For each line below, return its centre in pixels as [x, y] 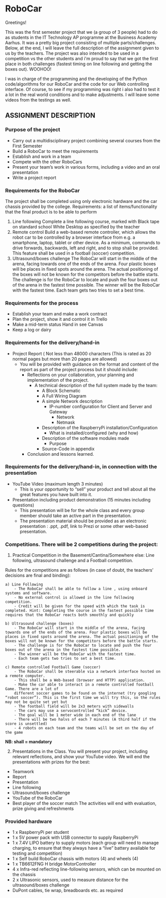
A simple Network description [72, 401]
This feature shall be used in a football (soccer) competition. [74, 253]
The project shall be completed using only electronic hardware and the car [81, 201]
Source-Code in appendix [68, 449]
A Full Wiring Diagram [64, 396]
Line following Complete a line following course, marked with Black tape [86, 221]
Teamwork [23, 772]
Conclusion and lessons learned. [60, 454]
